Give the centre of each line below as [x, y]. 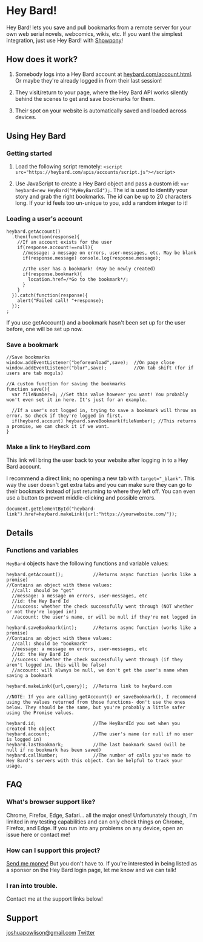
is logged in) [24, 740]
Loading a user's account [45, 219]
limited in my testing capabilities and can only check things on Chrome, [95, 822]
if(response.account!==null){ [55, 247]
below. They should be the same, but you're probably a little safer [96, 708]
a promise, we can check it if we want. [58, 427]
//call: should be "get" [43, 591]
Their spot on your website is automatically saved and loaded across [101, 111]
